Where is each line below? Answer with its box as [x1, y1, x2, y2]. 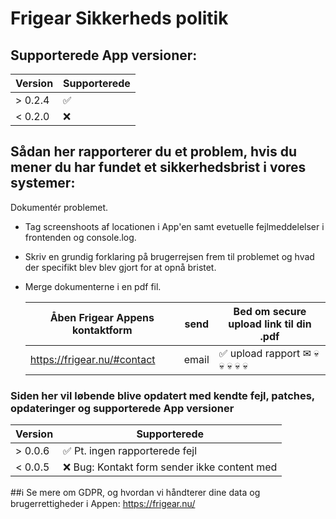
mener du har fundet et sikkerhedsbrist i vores [10, 159, 307, 176]
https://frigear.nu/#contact [29, 352, 156, 366]
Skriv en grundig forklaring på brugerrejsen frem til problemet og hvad [24, 250, 315, 262]
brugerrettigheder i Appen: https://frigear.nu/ [10, 498, 196, 510]
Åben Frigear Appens [49, 310, 155, 324]
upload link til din [228, 317, 312, 331]
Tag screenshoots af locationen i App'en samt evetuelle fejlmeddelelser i [24, 220, 325, 232]
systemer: [10, 175, 76, 192]
